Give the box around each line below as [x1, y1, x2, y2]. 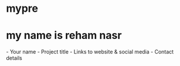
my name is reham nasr [6, 29, 122, 42]
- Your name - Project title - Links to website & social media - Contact [6, 48, 174, 55]
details [6, 55, 22, 62]
